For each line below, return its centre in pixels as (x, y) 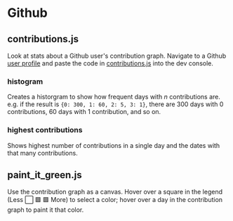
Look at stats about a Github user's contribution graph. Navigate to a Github (117, 56)
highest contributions (45, 130)
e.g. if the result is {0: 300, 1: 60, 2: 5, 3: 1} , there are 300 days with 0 (115, 104)
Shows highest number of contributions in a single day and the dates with (114, 145)
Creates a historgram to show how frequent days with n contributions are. (114, 97)
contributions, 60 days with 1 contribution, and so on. (84, 112)
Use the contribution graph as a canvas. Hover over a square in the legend (115, 192)
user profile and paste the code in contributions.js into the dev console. (111, 63)
